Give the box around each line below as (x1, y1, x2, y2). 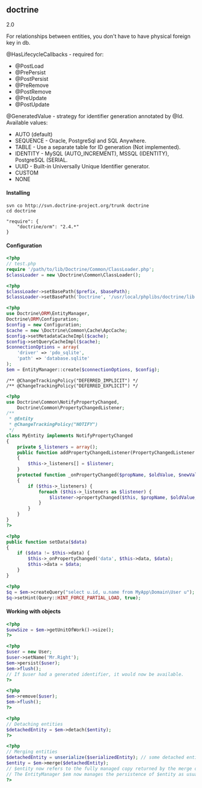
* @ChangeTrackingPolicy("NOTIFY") (8, 422, 98, 428)
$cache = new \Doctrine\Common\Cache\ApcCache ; (6, 327, 128, 334)
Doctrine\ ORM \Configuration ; (6, 316, 79, 322)
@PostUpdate (14, 101, 50, 108)
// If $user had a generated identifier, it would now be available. (6, 671, 185, 678)
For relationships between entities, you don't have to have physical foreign (6, 33, 191, 40)
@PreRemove (14, 81, 49, 89)
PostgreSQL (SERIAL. (14, 156, 68, 164)
